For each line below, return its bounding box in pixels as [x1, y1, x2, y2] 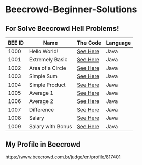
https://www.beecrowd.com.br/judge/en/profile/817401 [5, 154, 121, 160]
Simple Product [29, 81, 66, 88]
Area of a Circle [29, 65, 66, 71]
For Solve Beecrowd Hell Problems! [5, 24, 119, 33]
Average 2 [29, 98, 54, 105]
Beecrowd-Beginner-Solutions [5, 4, 137, 15]
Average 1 [29, 90, 54, 96]
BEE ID [8, 39, 24, 46]
